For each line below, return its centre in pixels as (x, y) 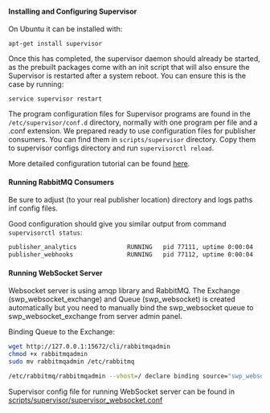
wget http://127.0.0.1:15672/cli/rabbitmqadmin (90, 347)
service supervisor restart (55, 99)
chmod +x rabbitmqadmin (48, 354)
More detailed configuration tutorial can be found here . (99, 164)
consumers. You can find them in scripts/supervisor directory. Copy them (132, 140)
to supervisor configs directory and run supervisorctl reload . (111, 148)
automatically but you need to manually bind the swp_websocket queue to (131, 308)
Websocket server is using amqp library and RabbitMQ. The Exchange (124, 291)
